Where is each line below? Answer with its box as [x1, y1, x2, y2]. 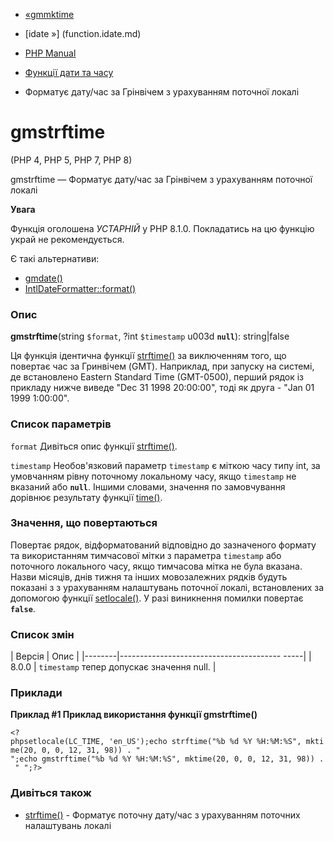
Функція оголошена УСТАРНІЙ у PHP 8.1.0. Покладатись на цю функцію [10, 222, 315, 234]
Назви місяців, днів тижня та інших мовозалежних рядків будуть [10, 570, 288, 583]
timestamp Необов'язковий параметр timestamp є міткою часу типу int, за [10, 459, 321, 471]
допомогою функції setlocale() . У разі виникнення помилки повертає [10, 592, 304, 604]
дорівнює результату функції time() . [10, 491, 163, 503]
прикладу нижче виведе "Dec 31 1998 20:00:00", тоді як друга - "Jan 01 [10, 382, 315, 394]
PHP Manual [24, 47, 77, 59]
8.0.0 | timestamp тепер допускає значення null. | [10, 661, 217, 673]
